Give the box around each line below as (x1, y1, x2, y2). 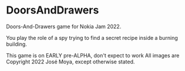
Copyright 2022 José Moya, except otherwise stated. (6, 58, 135, 65)
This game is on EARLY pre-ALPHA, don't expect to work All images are (6, 52, 180, 59)
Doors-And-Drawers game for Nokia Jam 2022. (6, 23, 122, 30)
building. (6, 40, 28, 48)
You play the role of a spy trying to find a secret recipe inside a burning (6, 34, 178, 41)
